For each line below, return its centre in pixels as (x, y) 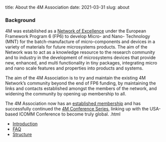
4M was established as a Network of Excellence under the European (76, 31)
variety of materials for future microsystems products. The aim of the (76, 47)
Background (20, 20)
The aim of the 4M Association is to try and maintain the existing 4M (75, 78)
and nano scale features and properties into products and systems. (74, 68)
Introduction (25, 124)
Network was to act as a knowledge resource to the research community (80, 52)
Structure (22, 134)
